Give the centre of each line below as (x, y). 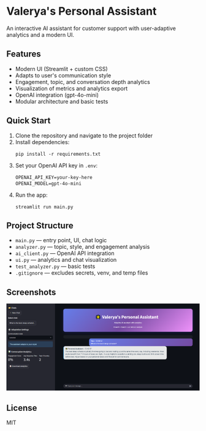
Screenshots (31, 292)
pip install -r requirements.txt (58, 154)
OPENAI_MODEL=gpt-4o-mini (48, 183)
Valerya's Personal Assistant (82, 11)
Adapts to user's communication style (63, 75)
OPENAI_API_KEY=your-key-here (54, 177)
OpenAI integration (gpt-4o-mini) (57, 95)
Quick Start (29, 121)
